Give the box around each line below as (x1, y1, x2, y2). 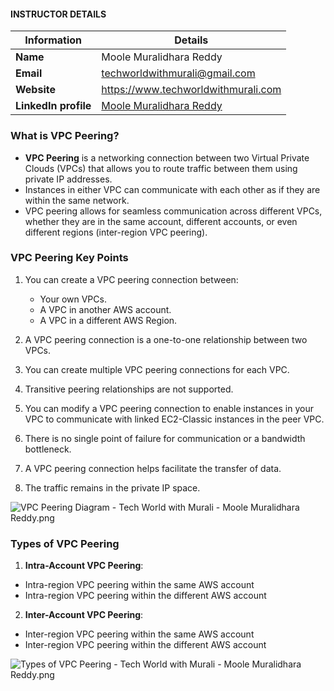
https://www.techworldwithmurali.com (101, 83, 282, 97)
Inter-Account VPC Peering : (24, 609, 144, 621)
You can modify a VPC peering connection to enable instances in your (24, 402, 314, 414)
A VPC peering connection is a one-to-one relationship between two (24, 333, 308, 345)
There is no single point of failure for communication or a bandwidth (24, 432, 306, 444)
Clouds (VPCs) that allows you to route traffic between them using (24, 162, 298, 174)
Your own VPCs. (39, 293, 107, 305)
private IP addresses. (24, 173, 113, 185)
